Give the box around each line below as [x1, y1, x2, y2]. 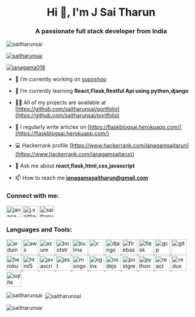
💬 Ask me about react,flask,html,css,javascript [14, 162, 135, 169]
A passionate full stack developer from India [35, 27, 167, 36]
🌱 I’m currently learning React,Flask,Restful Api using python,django [14, 87, 189, 95]
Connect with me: [6, 192, 60, 200]
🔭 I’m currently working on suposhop [14, 75, 107, 83]
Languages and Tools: [6, 225, 72, 234]
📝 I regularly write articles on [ [14, 124, 90, 131]
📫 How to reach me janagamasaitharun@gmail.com [14, 174, 149, 181]
